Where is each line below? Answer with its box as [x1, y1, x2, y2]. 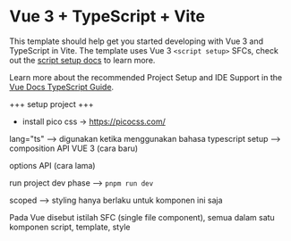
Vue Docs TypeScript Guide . [9, 81, 115, 92]
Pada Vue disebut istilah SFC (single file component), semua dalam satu [9, 212, 275, 222]
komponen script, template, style [9, 221, 131, 232]
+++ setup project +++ [9, 98, 94, 109]
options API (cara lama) [9, 160, 96, 170]
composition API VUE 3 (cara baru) [9, 143, 139, 154]
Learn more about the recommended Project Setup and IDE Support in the [9, 71, 283, 82]
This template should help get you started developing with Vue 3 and [9, 36, 264, 46]
